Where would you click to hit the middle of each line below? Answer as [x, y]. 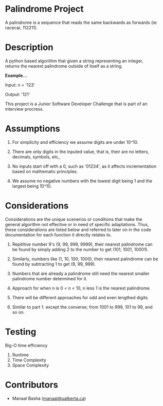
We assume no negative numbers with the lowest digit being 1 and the [82, 181]
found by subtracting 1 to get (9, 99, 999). [54, 264]
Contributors [32, 385]
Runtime [20, 355]
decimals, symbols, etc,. [36, 156]
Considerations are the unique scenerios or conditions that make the [74, 219]
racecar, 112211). [21, 27]
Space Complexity [30, 365]
